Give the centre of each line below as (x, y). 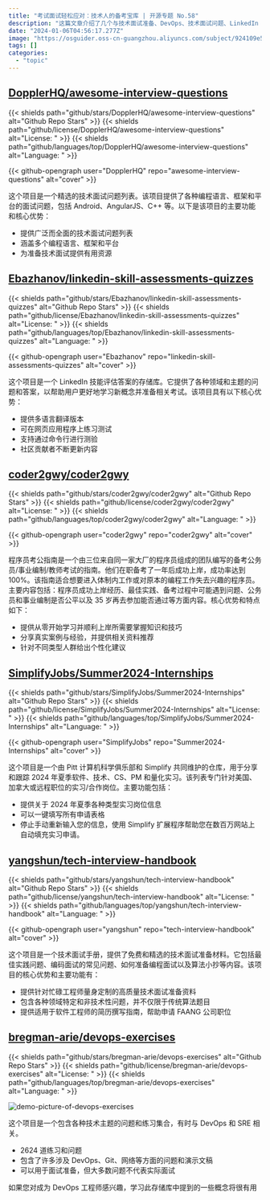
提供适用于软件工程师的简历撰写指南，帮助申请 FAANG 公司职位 (125, 1011)
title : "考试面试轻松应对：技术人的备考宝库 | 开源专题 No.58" (104, 16)
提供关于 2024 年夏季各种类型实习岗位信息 (91, 805)
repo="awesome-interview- (194, 170)
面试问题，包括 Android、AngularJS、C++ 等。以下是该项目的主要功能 (139, 206)
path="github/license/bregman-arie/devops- (174, 1065)
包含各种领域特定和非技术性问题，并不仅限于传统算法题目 (115, 1002)
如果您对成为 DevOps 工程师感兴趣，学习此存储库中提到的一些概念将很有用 (133, 1187)
